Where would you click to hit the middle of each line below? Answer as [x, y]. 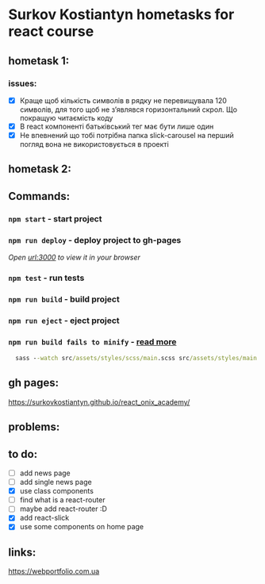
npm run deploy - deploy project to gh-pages [95, 240]
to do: [23, 454]
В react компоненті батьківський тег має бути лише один [117, 126]
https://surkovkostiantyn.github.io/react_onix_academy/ [99, 401]
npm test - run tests [46, 278]
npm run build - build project [64, 299]
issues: [23, 83]
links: [22, 552]
